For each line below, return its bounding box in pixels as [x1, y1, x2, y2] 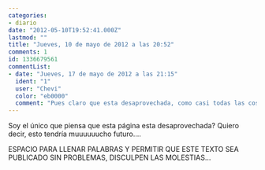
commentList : [8, 63, 51, 71]
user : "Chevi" [15, 84, 62, 93]
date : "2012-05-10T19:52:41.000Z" [8, 26, 122, 34]
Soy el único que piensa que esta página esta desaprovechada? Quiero [8, 121, 239, 131]
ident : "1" [15, 77, 51, 85]
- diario [8, 19, 37, 27]
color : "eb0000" [15, 92, 69, 100]
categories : [8, 11, 47, 20]
